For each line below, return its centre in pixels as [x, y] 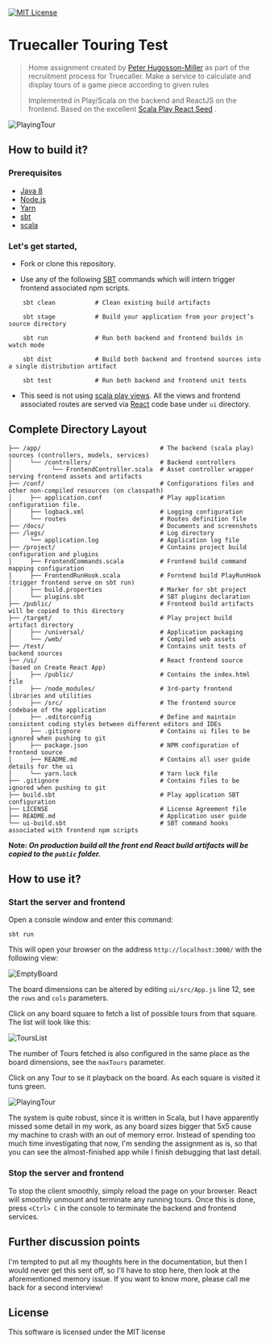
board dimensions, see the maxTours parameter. [87, 1062]
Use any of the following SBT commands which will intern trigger [127, 279]
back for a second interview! [56, 1287]
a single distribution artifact [62, 366]
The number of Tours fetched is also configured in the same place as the [129, 1054]
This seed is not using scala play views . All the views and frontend [130, 395]
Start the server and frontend [67, 902]
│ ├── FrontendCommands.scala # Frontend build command [128, 561]
